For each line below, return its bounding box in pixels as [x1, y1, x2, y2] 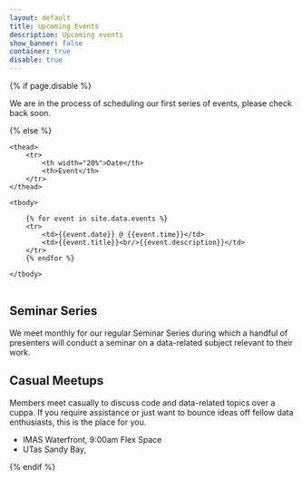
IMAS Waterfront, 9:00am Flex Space [22, 434, 162, 445]
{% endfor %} [25, 254, 75, 263]
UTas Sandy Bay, [22, 444, 87, 455]
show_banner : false [9, 38, 83, 48]
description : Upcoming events [9, 30, 124, 39]
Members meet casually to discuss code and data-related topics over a [9, 397, 276, 408]
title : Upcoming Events [9, 22, 100, 31]
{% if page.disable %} [9, 81, 93, 91]
